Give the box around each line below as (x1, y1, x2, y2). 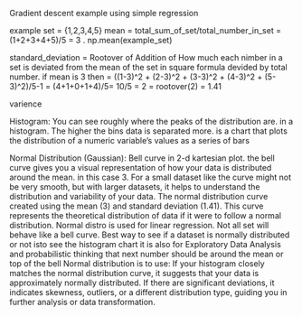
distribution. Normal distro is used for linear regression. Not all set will (9, 220, 269, 230)
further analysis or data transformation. (9, 297, 156, 307)
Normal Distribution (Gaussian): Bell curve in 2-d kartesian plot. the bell (9, 153, 276, 163)
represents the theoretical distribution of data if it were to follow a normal (9, 210, 282, 220)
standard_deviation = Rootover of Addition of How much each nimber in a (9, 52, 283, 62)
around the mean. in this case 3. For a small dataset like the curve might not (9, 172, 292, 182)
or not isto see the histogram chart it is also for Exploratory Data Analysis (9, 239, 282, 249)
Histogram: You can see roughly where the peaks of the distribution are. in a (9, 116, 294, 126)
